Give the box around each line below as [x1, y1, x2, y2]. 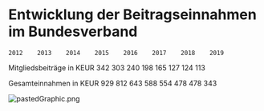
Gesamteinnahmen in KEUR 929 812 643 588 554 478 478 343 [8, 78, 217, 88]
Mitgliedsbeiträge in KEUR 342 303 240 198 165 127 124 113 [8, 62, 206, 73]
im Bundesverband [8, 22, 138, 41]
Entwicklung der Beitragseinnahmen [8, 6, 257, 24]
